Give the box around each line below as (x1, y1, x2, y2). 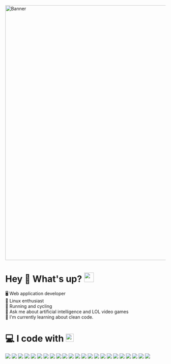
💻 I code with (5, 333, 64, 345)
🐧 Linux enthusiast (5, 298, 44, 304)
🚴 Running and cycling (5, 303, 52, 309)
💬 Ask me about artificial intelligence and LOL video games (5, 308, 129, 315)
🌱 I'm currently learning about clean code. (5, 314, 94, 320)
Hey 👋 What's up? (5, 273, 82, 285)
